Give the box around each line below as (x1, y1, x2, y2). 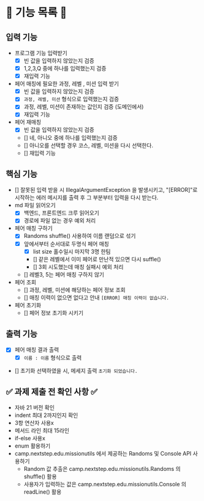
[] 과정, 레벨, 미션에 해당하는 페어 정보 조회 (23, 286, 126, 293)
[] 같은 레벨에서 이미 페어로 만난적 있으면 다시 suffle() (32, 255, 162, 262)
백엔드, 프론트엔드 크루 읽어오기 (23, 209, 99, 216)
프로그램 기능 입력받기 (14, 50, 68, 56)
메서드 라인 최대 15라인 (14, 427, 70, 434)
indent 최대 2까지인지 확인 (14, 411, 78, 419)
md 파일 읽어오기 (14, 202, 56, 209)
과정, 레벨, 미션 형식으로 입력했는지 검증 (23, 96, 119, 103)
